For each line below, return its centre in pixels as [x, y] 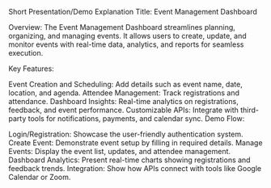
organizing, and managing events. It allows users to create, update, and [127, 36]
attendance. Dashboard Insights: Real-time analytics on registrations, [123, 101]
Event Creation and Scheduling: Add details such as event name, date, [125, 84]
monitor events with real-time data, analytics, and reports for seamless [126, 44]
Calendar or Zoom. [40, 177]
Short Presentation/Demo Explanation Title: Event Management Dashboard [133, 12]
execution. [26, 53]
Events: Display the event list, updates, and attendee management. [120, 151]
